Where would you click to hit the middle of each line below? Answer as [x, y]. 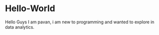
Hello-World [30, 9]
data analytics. [20, 27]
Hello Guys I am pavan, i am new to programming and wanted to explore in [80, 22]
